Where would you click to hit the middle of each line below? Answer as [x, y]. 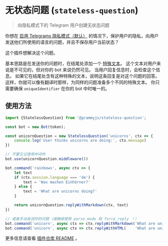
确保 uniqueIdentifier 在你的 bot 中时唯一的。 [62, 88]
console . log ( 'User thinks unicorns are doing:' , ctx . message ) [80, 141]
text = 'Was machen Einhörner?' [57, 182]
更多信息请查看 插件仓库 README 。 [42, 238]
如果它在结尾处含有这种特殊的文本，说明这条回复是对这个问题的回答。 [87, 76]
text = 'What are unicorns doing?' [60, 191]
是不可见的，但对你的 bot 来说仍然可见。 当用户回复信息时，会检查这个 [82, 70]
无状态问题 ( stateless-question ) [72, 10]
